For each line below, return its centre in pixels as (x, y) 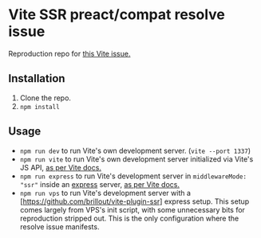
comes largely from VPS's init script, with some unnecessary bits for (132, 209)
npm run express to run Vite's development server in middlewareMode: (133, 176)
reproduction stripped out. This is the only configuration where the (129, 218)
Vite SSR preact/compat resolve (117, 15)
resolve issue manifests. (59, 226)
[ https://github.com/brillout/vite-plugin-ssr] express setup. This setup (134, 201)
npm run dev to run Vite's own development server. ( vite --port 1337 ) (135, 150)
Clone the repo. (45, 98)
